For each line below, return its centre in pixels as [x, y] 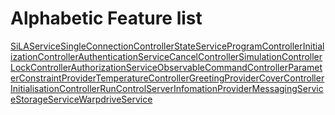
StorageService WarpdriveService [84, 99]
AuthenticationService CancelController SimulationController [200, 56]
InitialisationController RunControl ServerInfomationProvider [131, 88]
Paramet [305, 67]
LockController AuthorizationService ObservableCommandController [149, 67]
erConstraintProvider [53, 78]
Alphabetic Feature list [106, 18]
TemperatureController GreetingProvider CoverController [210, 78]
